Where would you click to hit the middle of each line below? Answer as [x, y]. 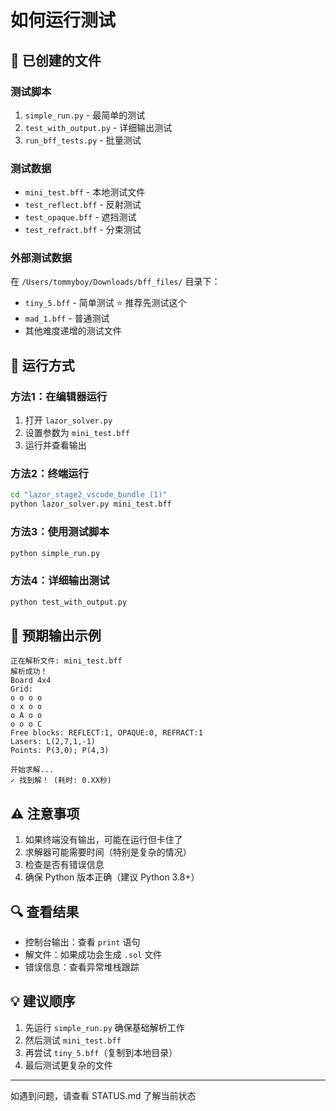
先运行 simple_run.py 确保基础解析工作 [104, 1027]
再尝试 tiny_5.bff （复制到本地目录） [101, 1052]
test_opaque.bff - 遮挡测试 [80, 217]
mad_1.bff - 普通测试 [67, 318]
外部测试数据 [41, 258]
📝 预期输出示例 [56, 635]
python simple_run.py [55, 553]
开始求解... [32, 770]
